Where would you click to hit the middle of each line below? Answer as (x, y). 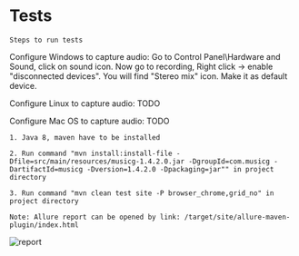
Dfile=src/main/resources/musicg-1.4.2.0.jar (97, 161)
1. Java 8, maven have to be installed (85, 137)
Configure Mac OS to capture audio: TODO (90, 121)
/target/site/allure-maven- (237, 217)
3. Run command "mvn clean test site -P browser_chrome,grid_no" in (142, 193)
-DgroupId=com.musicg (229, 161)
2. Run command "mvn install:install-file (91, 153)
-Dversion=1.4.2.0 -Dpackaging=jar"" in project (180, 169)
